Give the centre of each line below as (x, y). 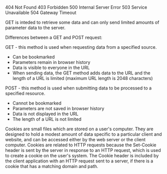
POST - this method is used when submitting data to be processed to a (78, 88)
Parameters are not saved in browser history (58, 108)
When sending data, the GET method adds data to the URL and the (81, 73)
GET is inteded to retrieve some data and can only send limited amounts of (82, 22)
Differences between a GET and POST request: (54, 37)
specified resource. (25, 93)
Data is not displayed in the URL (45, 114)
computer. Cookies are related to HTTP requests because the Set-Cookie (81, 145)
